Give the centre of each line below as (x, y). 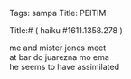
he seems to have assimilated (65, 67)
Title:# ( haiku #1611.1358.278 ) (66, 30)
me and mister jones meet (58, 48)
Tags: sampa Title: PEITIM (58, 13)
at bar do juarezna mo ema (60, 57)
